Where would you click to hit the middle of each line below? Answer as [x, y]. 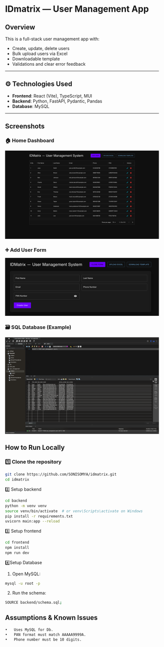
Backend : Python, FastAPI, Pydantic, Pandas [57, 101]
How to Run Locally [35, 447]
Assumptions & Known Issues [51, 618]
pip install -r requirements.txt [39, 516]
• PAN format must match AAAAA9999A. [46, 634]
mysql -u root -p [23, 583]
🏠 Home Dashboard [30, 141]
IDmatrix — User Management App [77, 9]
